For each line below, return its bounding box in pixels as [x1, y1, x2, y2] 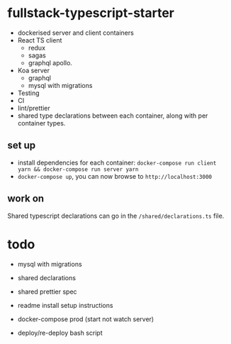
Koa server [17, 66, 50, 74]
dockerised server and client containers [17, 28, 135, 37]
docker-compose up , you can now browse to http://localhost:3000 [17, 172, 213, 180]
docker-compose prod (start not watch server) [17, 314, 154, 323]
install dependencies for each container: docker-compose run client [17, 158, 217, 167]
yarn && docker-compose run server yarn [17, 165, 139, 173]
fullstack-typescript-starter [7, 5, 175, 21]
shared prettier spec [17, 287, 77, 296]
